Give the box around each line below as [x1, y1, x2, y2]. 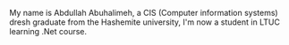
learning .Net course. [9, 26, 88, 36]
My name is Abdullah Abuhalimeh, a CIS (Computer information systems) [9, 8, 279, 18]
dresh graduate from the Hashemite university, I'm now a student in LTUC [9, 17, 280, 27]
